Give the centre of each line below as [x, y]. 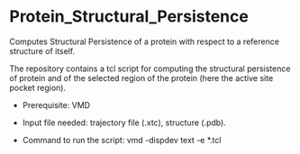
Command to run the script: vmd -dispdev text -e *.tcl [122, 140]
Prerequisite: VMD [56, 104]
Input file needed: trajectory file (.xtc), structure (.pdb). [124, 122]
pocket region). [37, 87]
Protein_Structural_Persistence [129, 17]
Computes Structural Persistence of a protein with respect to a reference [144, 41]
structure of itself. [42, 50]
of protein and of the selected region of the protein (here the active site [141, 77]
